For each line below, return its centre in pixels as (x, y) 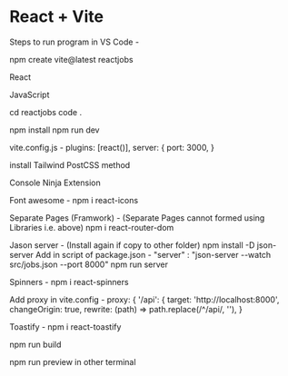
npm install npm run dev (55, 130)
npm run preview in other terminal (73, 361)
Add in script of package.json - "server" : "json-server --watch (154, 254)
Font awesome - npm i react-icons (74, 200)
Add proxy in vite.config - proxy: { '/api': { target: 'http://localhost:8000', (144, 299)
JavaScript (30, 94)
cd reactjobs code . (46, 112)
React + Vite (57, 17)
